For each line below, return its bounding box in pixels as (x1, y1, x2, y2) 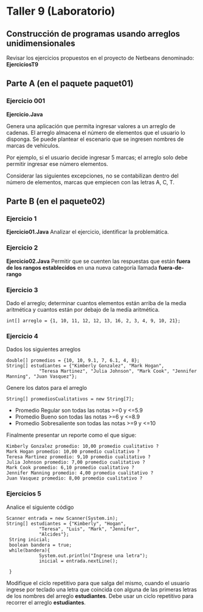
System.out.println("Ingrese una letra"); (38, 552, 148, 559)
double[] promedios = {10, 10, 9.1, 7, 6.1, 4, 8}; (6, 358, 140, 364)
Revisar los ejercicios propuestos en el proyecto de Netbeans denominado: (6, 54, 194, 62)
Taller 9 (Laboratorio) (6, 4, 115, 18)
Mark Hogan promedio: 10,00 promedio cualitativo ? (6, 448, 140, 455)
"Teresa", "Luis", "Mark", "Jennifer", (38, 526, 140, 532)
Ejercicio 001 (6, 96, 46, 105)
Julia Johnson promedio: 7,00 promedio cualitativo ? (6, 459, 146, 466)
